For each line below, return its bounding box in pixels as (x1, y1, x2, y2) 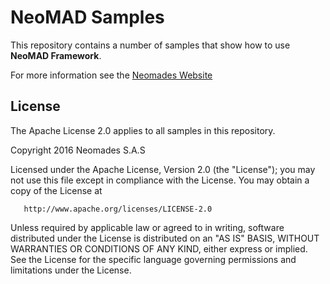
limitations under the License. (10, 264, 132, 276)
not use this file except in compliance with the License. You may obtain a (10, 174, 310, 186)
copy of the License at (10, 184, 103, 196)
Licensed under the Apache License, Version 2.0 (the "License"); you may (10, 163, 316, 175)
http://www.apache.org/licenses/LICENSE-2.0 (23, 204, 213, 214)
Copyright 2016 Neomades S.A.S (10, 144, 146, 156)
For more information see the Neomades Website (10, 69, 213, 81)
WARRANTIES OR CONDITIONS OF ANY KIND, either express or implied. (10, 242, 308, 255)
